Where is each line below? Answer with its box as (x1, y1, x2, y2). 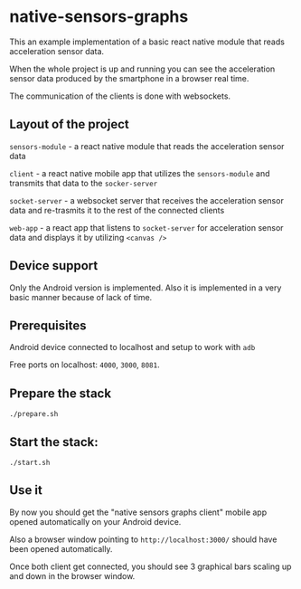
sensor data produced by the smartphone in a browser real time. (9, 72, 249, 83)
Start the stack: (9, 434, 99, 450)
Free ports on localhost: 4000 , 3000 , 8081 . (9, 359, 160, 370)
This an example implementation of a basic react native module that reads (9, 36, 285, 47)
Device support (9, 258, 99, 273)
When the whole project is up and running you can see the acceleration (9, 63, 276, 74)
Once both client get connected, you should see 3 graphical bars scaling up (9, 561, 292, 572)
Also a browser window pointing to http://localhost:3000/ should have (9, 534, 277, 545)
